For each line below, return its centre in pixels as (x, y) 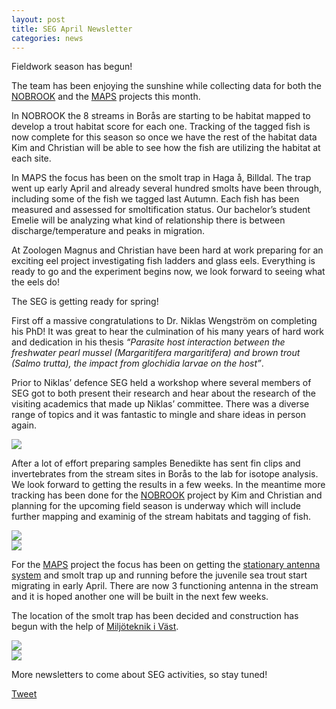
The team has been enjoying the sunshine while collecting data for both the (166, 86)
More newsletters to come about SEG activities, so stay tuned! (139, 675)
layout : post (38, 19)
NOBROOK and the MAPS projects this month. (106, 97)
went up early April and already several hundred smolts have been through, (166, 188)
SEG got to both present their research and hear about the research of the (163, 393)
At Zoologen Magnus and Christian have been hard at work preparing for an (167, 250)
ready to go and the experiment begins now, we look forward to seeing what (168, 272)
